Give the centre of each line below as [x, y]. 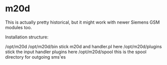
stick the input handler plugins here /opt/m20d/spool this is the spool [76, 52]
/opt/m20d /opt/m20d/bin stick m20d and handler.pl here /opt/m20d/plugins [83, 46]
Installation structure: [27, 37]
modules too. [19, 27]
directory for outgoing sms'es [36, 57]
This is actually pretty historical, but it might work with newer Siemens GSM [83, 22]
